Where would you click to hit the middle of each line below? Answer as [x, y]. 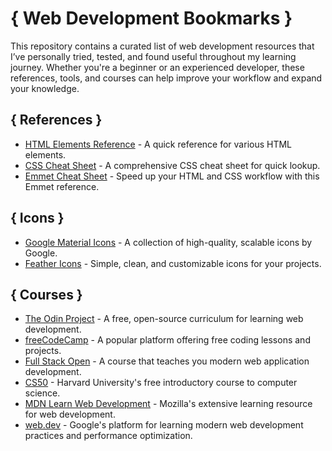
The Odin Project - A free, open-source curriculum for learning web [164, 319]
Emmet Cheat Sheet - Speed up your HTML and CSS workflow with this [172, 176]
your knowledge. [45, 88]
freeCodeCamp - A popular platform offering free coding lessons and [167, 340]
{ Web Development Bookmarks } [151, 18]
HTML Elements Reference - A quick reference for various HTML [158, 144]
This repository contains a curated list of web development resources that [162, 46]
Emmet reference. [62, 186]
